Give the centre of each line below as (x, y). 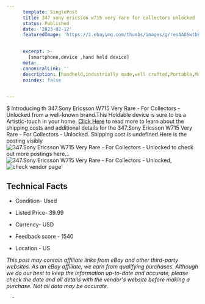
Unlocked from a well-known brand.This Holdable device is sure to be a (96, 115)
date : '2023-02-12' (47, 29)
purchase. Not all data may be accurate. (57, 286)
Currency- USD (34, 224)
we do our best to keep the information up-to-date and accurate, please (97, 273)
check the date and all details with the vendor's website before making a (98, 280)
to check (183, 147)
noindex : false (42, 80)
